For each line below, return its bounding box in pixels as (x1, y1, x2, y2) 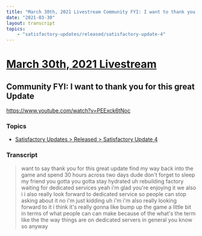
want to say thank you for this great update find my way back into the (21, 165, 194, 172)
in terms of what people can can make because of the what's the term (21, 209, 196, 217)
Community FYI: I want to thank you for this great (6, 81, 195, 91)
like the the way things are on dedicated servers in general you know (21, 216, 193, 223)
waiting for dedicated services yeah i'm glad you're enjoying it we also (21, 184, 197, 191)
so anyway (21, 222, 48, 230)
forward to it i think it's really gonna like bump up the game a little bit (21, 203, 192, 211)
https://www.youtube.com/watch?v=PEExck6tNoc (6, 107, 131, 114)
